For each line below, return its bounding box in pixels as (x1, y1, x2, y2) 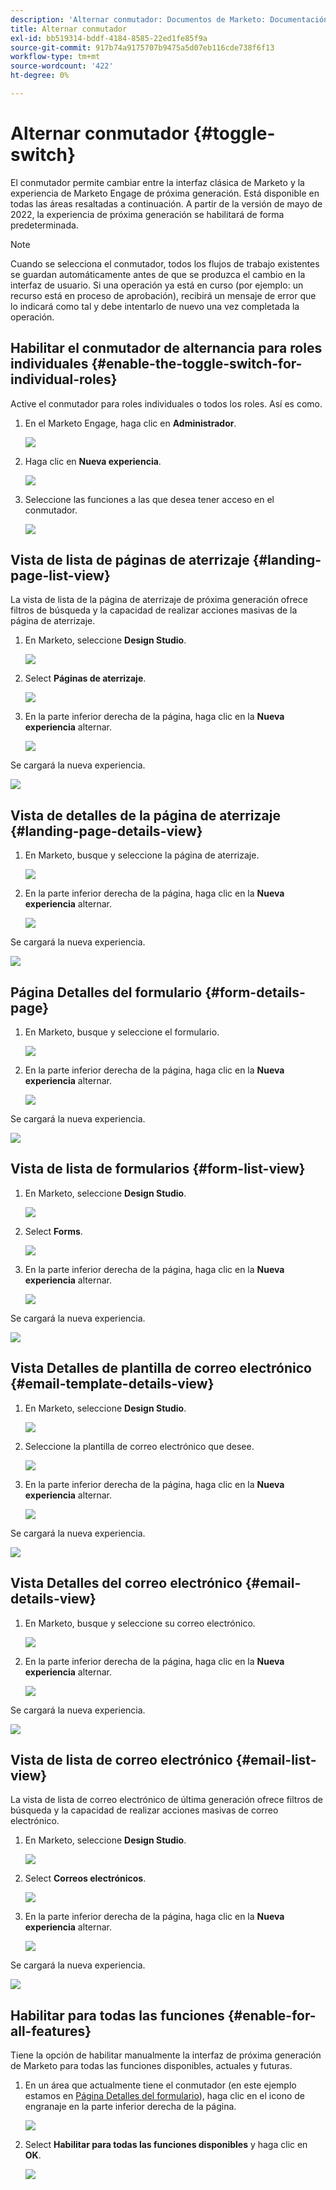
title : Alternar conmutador (10, 24, 128, 34)
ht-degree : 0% (10, 71, 70, 81)
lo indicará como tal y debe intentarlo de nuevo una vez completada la (10, 300, 300, 312)
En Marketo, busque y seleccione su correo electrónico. (24, 1617, 256, 1629)
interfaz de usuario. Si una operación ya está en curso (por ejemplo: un (10, 279, 304, 291)
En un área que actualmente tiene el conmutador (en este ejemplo (24, 2079, 297, 2091)
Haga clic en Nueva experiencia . (24, 455, 162, 467)
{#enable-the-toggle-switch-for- (91, 356, 303, 373)
